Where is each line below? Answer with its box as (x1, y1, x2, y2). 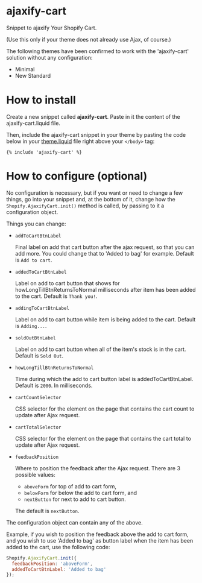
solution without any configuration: (6, 54, 93, 61)
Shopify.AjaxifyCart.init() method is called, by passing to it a (6, 202, 165, 209)
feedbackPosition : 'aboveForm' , (11, 561, 93, 567)
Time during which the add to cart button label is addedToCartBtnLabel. (14, 375, 194, 382)
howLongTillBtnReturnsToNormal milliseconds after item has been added (14, 286, 196, 293)
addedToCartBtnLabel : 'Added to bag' (11, 566, 107, 572)
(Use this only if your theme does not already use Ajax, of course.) (6, 36, 171, 43)
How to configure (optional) (6, 169, 148, 183)
